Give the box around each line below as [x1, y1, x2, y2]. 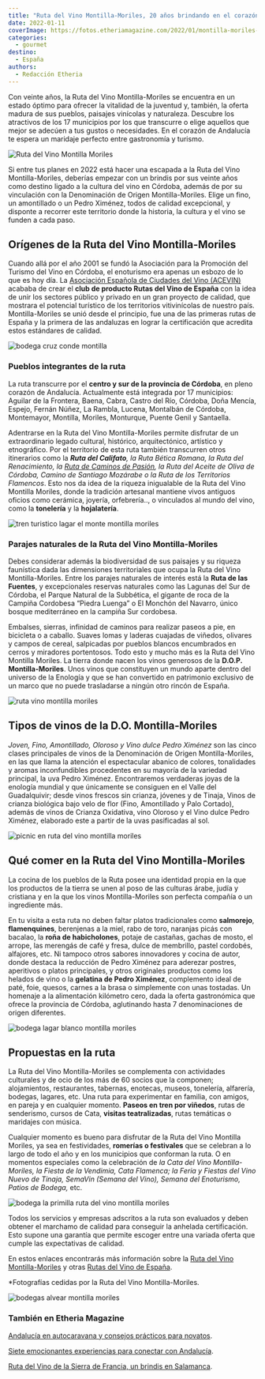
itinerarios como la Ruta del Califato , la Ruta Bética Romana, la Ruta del [8, 453, 244, 462]
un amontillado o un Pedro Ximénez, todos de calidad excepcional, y [8, 198, 231, 208]
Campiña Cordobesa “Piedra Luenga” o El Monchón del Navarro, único [8, 598, 238, 608]
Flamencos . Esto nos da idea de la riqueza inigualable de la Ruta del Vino [8, 478, 246, 488]
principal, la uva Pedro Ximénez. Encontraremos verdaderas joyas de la [8, 774, 241, 783]
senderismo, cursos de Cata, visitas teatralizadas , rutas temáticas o [8, 1109, 232, 1118]
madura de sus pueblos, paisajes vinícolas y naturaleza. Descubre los [8, 108, 235, 119]
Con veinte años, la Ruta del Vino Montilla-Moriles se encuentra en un [8, 92, 235, 101]
